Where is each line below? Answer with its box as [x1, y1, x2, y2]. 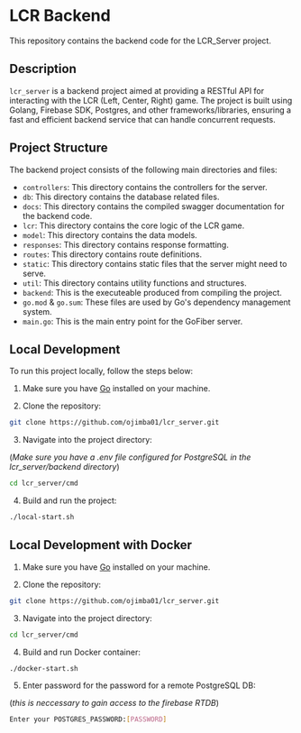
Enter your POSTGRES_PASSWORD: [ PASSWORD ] [9, 715, 168, 724]
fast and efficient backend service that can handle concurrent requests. [9, 114, 277, 124]
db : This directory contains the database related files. [22, 191, 220, 202]
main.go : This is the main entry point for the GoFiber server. [22, 316, 243, 326]
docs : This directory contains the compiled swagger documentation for [22, 200, 286, 212]
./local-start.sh [9, 513, 75, 522]
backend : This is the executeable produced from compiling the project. [22, 287, 282, 298]
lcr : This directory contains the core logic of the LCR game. [22, 220, 245, 231]
